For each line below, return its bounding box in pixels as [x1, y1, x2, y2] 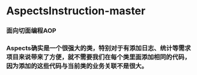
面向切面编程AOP [6, 27, 56, 35]
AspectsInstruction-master [6, 4, 146, 18]
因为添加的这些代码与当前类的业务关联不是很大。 [6, 62, 148, 70]
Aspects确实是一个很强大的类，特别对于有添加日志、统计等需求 [6, 44, 191, 52]
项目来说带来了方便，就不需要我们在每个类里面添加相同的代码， [6, 53, 191, 61]
